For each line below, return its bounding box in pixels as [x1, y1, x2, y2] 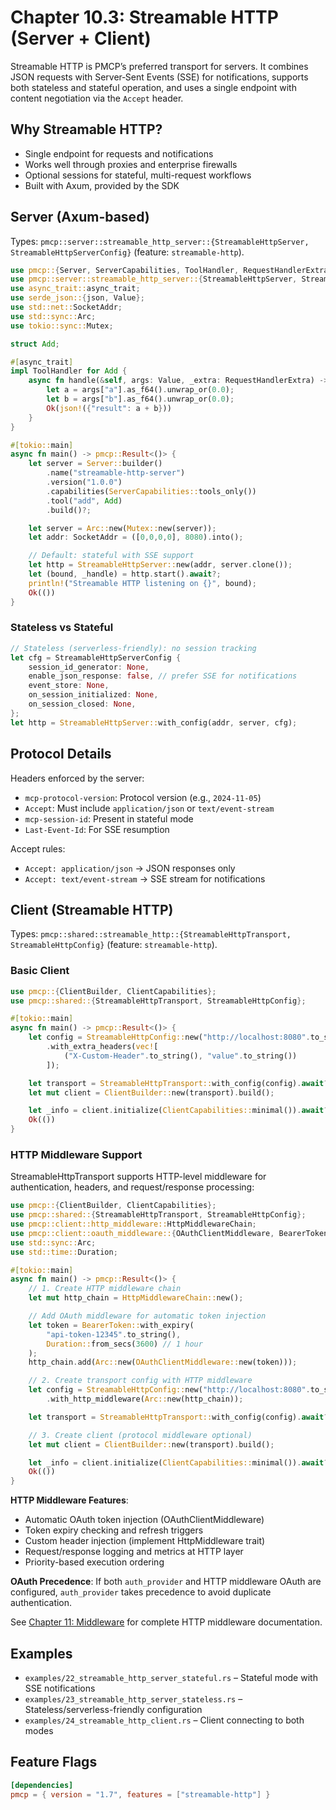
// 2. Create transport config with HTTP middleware [28, 1376, 253, 1386]
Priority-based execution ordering [24, 1556, 165, 1568]
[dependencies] [10, 1780, 74, 1790]
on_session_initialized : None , [28, 690, 159, 700]
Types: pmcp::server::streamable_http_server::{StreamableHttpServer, [10, 235, 310, 247]
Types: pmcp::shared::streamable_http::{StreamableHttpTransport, [10, 928, 292, 940]
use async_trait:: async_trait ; [10, 284, 141, 294]
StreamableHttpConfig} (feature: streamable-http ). [10, 939, 218, 951]
